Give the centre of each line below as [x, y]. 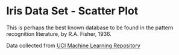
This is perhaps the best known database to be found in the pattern [90, 27]
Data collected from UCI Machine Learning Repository [73, 45]
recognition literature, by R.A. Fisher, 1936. [59, 33]
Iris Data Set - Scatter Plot [72, 11]
